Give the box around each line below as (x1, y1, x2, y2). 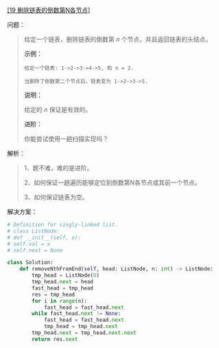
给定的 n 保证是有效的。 (23, 106, 91, 113)
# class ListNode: (7, 227, 60, 235)
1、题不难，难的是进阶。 (23, 164, 93, 172)
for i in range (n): (32, 297, 88, 304)
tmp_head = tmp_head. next (43, 323, 118, 330)
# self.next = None (7, 246, 63, 254)
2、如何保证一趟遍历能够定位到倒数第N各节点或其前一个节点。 (23, 178, 201, 187)
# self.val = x (7, 240, 51, 247)
